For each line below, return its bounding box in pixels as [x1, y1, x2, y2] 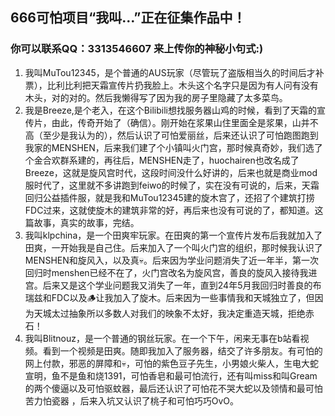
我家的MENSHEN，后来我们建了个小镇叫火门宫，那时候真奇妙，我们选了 [24, 141, 323, 153]
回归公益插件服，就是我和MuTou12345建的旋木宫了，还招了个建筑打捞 [24, 191, 315, 203]
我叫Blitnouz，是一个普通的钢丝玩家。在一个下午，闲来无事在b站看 [24, 332, 301, 344]
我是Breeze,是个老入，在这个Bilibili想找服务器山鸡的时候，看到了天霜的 [24, 104, 317, 116]
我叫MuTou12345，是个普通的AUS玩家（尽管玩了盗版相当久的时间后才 [24, 66, 316, 78]
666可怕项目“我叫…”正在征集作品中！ [10, 9, 247, 27]
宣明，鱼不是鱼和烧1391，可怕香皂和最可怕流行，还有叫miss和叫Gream [24, 369, 318, 382]
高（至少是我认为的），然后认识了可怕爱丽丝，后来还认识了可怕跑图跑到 [24, 129, 319, 141]
